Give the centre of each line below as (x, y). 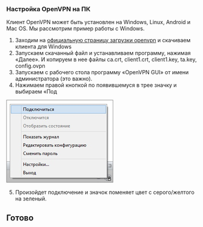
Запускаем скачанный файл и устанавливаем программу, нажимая (103, 53)
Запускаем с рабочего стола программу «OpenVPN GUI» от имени (102, 72)
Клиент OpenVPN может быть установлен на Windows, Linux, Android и (98, 22)
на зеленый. (31, 199)
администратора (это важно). (54, 79)
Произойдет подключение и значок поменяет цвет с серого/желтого (105, 193)
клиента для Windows (43, 46)
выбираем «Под (36, 92)
